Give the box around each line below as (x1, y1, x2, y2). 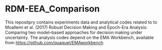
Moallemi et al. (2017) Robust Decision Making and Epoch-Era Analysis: (5, 24, 148, 30)
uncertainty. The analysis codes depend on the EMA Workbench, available (5, 35, 154, 40)
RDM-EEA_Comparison (5, 3, 100, 14)
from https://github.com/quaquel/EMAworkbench (5, 39, 103, 45)
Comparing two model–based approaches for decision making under (5, 29, 143, 35)
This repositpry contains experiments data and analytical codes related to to (5, 19, 158, 25)
